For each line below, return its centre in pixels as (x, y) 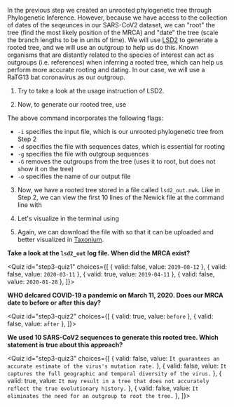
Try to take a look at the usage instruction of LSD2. (91, 91)
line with (29, 205)
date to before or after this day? (54, 302)
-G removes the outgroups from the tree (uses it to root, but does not (116, 161)
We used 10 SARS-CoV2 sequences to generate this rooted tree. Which (113, 337)
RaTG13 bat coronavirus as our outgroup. (67, 77)
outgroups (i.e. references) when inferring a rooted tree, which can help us (115, 62)
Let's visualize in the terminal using (68, 218)
